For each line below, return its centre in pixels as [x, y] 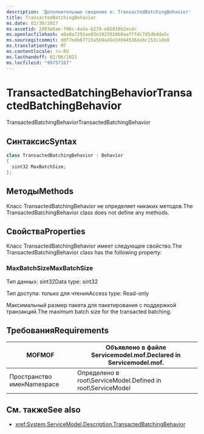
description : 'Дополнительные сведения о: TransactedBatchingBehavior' [99, 12]
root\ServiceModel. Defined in [119, 381]
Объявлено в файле [136, 348]
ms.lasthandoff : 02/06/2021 [42, 57]
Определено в [98, 373]
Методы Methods [40, 192]
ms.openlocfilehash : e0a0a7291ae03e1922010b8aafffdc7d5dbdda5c [88, 35]
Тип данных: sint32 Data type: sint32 [52, 281]
